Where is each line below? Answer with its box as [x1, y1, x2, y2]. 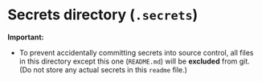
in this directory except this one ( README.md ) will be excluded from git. [18, 56, 250, 66]
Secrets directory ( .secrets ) [7, 6, 199, 24]
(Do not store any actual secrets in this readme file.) [18, 64, 188, 74]
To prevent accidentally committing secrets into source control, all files [18, 47, 254, 57]
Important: [7, 32, 44, 42]
